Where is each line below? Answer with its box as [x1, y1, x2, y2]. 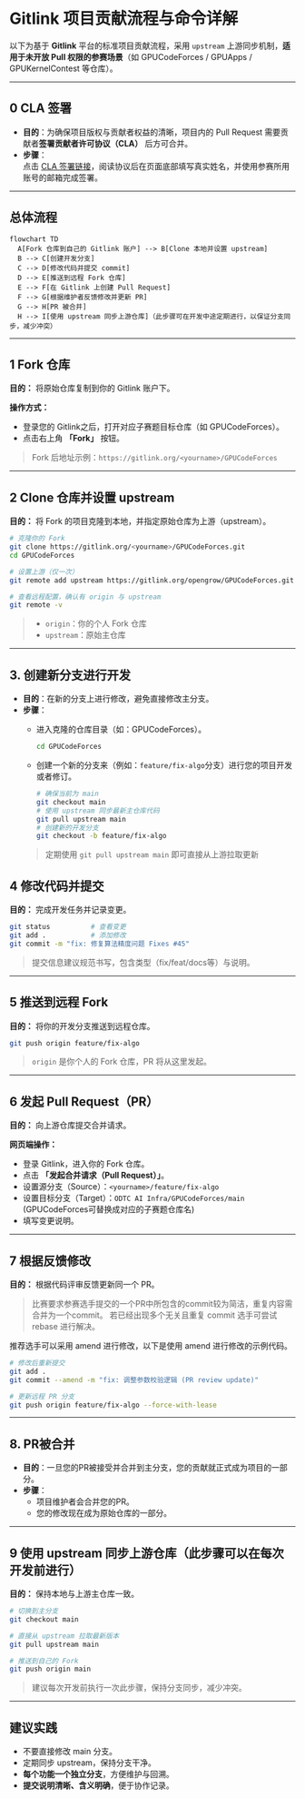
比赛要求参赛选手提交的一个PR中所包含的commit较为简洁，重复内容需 [31, 1299, 293, 1309]
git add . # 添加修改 [9, 930, 127, 940]
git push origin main [9, 1664, 92, 1674]
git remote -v [9, 601, 64, 610]
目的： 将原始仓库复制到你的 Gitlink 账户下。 [9, 383, 175, 394]
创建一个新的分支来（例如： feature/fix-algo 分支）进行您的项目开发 [35, 760, 293, 770]
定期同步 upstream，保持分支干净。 [22, 1757, 157, 1768]
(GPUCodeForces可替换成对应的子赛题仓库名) [22, 1204, 195, 1215]
